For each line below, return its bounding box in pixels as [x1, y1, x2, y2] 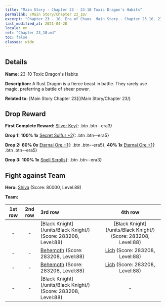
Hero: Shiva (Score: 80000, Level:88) [5, 184, 82, 191]
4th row [121, 209, 140, 216]
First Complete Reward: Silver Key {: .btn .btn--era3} [5, 123, 113, 129]
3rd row [40, 209, 59, 216]
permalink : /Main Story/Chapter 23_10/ [5, 12, 87, 17]
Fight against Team [5, 171, 66, 180]
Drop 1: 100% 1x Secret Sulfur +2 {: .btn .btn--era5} [5, 132, 110, 139]
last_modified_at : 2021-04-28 [5, 21, 68, 26]
